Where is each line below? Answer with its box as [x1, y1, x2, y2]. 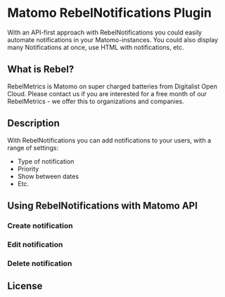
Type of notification [17, 157, 75, 166]
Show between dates [17, 172, 79, 180]
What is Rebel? [7, 63, 75, 75]
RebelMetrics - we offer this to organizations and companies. [7, 97, 185, 105]
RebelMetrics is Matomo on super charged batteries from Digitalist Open [7, 82, 218, 91]
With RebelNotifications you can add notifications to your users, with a [7, 136, 212, 145]
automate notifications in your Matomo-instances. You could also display [7, 35, 219, 44]
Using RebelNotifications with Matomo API [7, 199, 198, 211]
